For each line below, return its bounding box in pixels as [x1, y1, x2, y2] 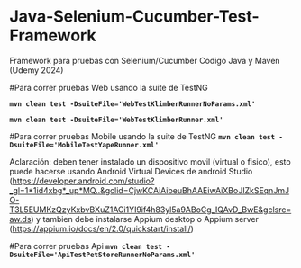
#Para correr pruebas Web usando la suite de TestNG [9, 82, 209, 93]
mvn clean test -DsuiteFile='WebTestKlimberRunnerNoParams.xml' [9, 99, 256, 109]
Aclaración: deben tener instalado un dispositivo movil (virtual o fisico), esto [9, 156, 291, 167]
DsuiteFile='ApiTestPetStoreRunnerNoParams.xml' [9, 250, 196, 259]
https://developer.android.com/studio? [12, 175, 155, 186]
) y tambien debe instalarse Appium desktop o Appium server [31, 213, 260, 224]
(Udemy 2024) [9, 65, 64, 76]
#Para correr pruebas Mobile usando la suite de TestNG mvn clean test [9, 130, 276, 141]
